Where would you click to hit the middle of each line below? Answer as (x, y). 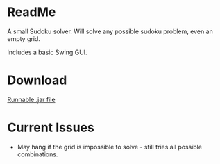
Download (37, 80)
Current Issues (51, 128)
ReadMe (32, 12)
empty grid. (24, 38)
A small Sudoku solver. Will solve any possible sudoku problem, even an (110, 31)
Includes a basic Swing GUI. (48, 52)
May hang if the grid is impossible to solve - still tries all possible (110, 147)
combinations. (37, 154)
